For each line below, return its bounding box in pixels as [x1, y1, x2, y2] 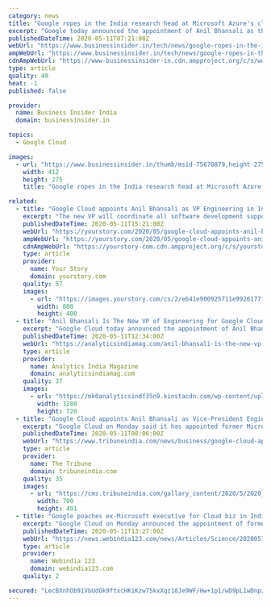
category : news [8, 11, 60, 20]
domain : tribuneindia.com [29, 467, 117, 476]
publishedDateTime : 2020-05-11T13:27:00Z [23, 527, 164, 535]
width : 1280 [37, 400, 78, 408]
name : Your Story [29, 265, 89, 273]
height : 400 [37, 310, 78, 318]
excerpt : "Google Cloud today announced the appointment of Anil [23, 325, 248, 333]
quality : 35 [23, 475, 63, 483]
